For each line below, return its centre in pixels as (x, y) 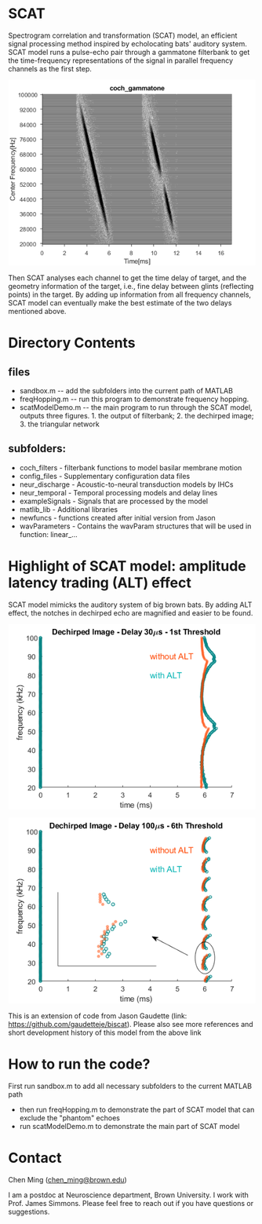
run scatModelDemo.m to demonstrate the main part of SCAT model (129, 1126)
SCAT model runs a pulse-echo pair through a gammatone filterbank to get (129, 52)
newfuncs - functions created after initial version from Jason (117, 517)
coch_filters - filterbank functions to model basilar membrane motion (131, 467)
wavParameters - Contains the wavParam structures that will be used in (135, 526)
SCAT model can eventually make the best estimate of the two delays (120, 302)
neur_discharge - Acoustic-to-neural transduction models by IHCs (126, 484)
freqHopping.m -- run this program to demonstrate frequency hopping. (134, 399)
